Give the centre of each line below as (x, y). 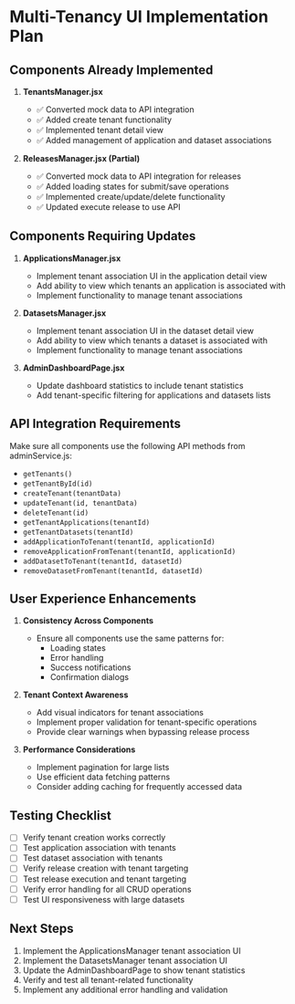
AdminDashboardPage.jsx (74, 368)
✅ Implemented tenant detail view (100, 130)
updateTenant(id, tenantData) (80, 503)
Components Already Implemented (111, 70)
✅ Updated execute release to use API (108, 207)
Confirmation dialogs (90, 677)
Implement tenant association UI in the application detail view (152, 276)
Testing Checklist (60, 816)
